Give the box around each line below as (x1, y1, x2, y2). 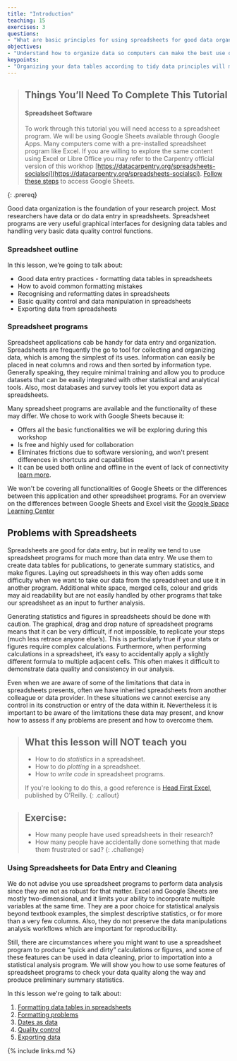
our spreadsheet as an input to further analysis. (7, 598, 145, 607)
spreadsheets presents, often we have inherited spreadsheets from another (7, 686, 227, 694)
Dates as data (17, 1018, 58, 1026)
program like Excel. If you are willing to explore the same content (24, 147, 213, 155)
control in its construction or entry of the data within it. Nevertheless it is (7, 701, 217, 709)
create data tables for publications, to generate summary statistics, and (7, 561, 215, 569)
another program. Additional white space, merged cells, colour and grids (7, 583, 219, 592)
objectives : (7, 43, 42, 50)
